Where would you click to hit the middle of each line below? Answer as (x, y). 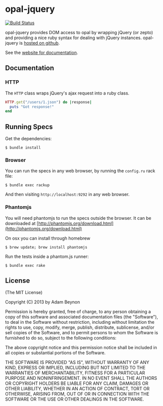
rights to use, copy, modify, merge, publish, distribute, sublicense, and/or (80, 327)
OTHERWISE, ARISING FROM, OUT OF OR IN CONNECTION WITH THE (77, 394)
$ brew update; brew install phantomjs (46, 247)
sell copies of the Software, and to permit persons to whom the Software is (82, 333)
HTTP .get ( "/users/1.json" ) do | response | (49, 102)
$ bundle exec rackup (27, 185)
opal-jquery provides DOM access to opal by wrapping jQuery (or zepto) (79, 32)
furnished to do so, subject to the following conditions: (61, 338)
